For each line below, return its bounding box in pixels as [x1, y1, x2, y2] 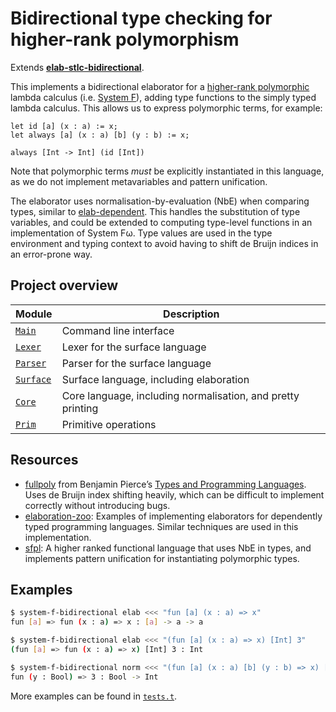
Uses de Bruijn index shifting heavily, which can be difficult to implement [24, 488, 325, 501]
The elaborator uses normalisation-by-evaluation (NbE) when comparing [10, 195, 310, 207]
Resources [10, 452, 79, 469]
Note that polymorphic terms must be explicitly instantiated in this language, [10, 165, 325, 177]
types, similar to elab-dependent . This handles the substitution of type [10, 205, 301, 217]
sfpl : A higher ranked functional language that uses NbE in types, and [24, 542, 312, 554]
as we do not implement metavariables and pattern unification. [10, 175, 268, 187]
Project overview [10, 277, 119, 294]
